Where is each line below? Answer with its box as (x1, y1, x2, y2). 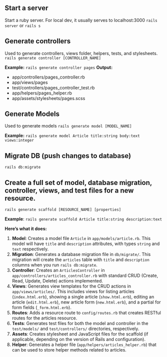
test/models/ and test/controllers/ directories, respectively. (11, 325, 139, 332)
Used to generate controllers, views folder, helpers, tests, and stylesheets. (4, 50, 158, 56)
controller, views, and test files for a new (4, 186, 134, 194)
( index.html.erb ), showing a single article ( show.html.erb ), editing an (11, 294, 154, 300)
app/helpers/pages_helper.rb (11, 90, 72, 96)
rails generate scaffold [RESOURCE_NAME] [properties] (4, 207, 121, 212)
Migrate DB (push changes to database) (4, 151, 131, 160)
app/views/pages (11, 79, 48, 85)
